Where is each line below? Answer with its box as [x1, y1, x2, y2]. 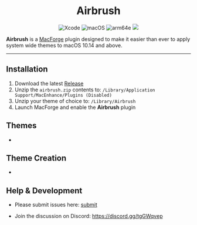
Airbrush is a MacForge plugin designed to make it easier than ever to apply [6, 35, 191, 42]
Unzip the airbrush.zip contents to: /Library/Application [14, 86, 155, 93]
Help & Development [6, 186, 83, 196]
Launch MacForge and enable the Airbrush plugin [14, 104, 136, 111]
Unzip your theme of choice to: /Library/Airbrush [14, 97, 136, 104]
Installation [6, 64, 48, 74]
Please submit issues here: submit [14, 201, 98, 209]
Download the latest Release [14, 80, 84, 87]
